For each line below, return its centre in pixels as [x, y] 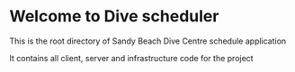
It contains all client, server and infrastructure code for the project [131, 58]
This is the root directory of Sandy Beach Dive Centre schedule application [148, 41]
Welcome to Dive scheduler [114, 16]
